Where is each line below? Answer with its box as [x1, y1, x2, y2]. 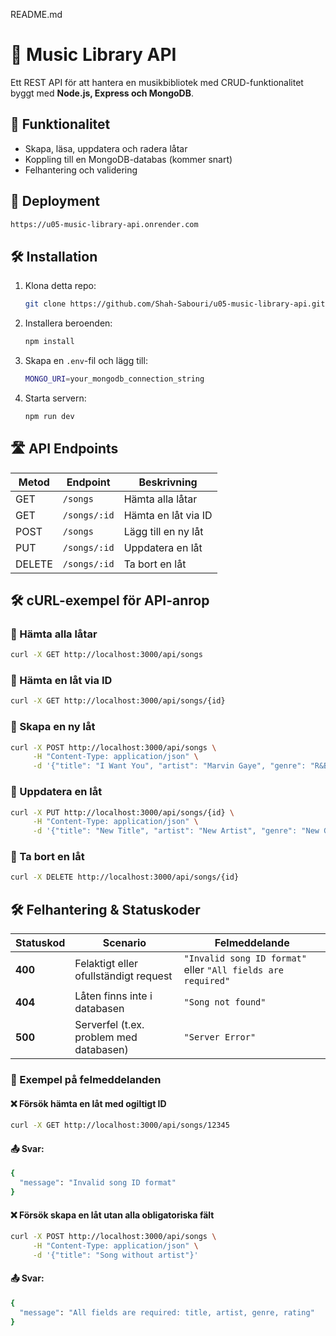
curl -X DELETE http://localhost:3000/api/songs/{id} [10, 872, 240, 883]
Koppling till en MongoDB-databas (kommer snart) [24, 153, 233, 165]
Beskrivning [138, 475, 198, 489]
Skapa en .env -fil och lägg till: [24, 355, 148, 366]
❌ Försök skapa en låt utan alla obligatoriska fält [10, 1209, 215, 1221]
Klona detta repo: [24, 280, 97, 292]
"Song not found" [183, 997, 267, 1008]
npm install [24, 337, 75, 347]
